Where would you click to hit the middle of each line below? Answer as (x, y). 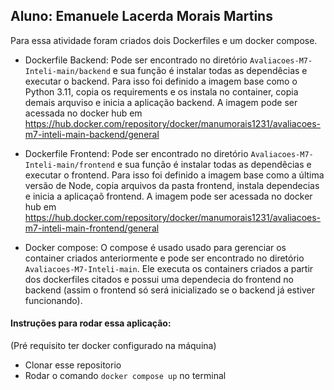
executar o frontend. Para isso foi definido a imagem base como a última (174, 175)
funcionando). (53, 300)
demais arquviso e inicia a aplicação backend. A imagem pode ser (161, 102)
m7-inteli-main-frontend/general (92, 228)
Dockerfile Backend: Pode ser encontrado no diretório (136, 60)
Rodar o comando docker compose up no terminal (125, 376)
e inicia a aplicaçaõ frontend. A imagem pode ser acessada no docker (168, 196)
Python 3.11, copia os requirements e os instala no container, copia (161, 91)
